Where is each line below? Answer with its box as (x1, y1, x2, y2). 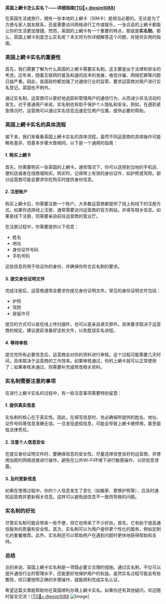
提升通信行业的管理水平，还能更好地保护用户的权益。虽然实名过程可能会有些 (5, 570, 161, 576)
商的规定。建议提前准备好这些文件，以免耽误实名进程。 (5, 327, 118, 333)
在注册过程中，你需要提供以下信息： (5, 224, 79, 229)
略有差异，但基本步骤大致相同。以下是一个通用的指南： (5, 140, 118, 146)
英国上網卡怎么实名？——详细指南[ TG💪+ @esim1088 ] (5, 5, 116, 10)
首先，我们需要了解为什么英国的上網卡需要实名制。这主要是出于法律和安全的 (5, 66, 161, 72)
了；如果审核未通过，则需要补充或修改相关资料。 (5, 364, 105, 370)
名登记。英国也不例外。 (5, 84, 53, 91)
